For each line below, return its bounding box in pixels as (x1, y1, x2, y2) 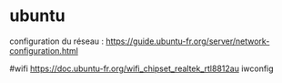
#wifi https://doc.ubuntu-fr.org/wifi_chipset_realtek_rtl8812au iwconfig (9, 63, 275, 74)
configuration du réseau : (9, 36, 105, 47)
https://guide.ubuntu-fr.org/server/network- (106, 36, 270, 47)
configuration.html (9, 45, 79, 56)
